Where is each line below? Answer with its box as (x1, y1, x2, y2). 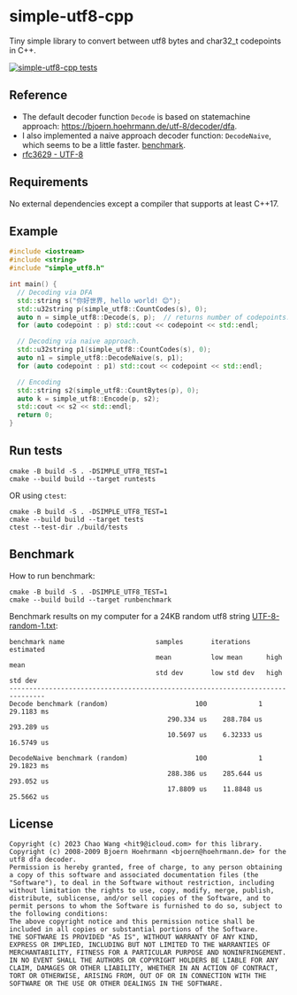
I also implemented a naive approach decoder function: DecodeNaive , (21, 130, 271, 141)
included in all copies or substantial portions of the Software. (9, 925, 259, 934)
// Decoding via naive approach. (17, 337, 141, 346)
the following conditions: (9, 910, 109, 919)
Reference (9, 88, 68, 103)
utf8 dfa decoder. (9, 855, 77, 865)
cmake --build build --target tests (9, 515, 144, 524)
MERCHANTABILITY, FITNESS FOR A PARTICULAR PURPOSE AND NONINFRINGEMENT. (9, 948, 287, 958)
